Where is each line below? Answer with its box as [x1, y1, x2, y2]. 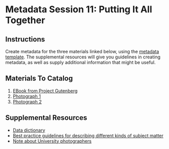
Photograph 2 [12, 98, 42, 104]
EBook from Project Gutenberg [12, 88, 78, 94]
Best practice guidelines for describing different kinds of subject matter [12, 132, 164, 139]
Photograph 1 [12, 93, 41, 99]
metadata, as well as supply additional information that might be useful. [5, 59, 156, 65]
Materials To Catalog [5, 74, 73, 83]
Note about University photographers [12, 138, 92, 144]
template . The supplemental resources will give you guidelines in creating [5, 54, 160, 60]
